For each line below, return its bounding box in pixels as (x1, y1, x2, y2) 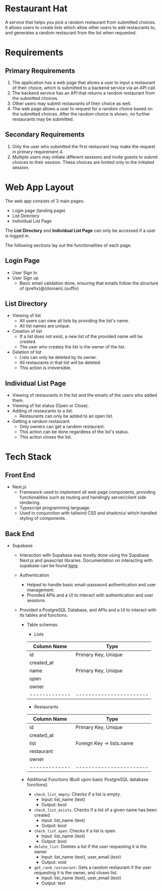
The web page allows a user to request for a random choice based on (12, 105, 153, 111)
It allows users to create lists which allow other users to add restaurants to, (5, 24, 156, 30)
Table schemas (26, 621, 58, 628)
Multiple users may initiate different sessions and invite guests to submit (12, 154, 158, 160)
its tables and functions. (19, 612, 69, 618)
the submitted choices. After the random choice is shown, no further (12, 111, 150, 117)
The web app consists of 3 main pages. (5, 198, 85, 204)
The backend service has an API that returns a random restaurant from (12, 90, 155, 96)
